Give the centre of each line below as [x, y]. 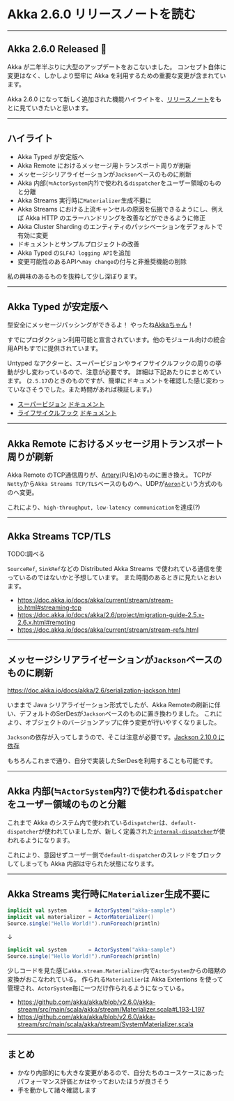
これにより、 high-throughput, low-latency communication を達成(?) [104, 508]
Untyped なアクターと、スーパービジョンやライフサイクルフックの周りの [111, 363]
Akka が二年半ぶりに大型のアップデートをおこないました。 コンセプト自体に [117, 66]
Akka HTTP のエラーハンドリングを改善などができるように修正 [116, 218]
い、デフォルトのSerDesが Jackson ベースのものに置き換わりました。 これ [112, 714]
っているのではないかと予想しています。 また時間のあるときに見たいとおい [114, 577]
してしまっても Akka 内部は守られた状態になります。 [83, 864]
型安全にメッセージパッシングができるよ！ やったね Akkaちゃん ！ [100, 325]
